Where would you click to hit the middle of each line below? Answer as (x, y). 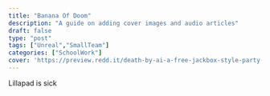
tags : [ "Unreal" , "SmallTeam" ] (59, 46)
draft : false (30, 30)
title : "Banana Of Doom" (50, 16)
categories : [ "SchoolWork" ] (55, 53)
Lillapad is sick (33, 83)
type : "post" (30, 38)
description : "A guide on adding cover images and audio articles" (124, 23)
